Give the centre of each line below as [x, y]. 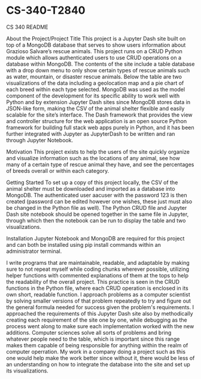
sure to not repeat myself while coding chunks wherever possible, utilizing [98, 269]
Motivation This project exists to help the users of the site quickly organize [98, 152]
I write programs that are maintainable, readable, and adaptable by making [98, 262]
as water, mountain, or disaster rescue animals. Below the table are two [94, 77]
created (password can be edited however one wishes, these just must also [99, 201]
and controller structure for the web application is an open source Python [97, 121]
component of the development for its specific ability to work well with [93, 96]
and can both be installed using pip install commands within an [84, 244]
